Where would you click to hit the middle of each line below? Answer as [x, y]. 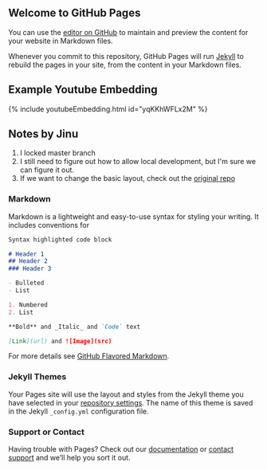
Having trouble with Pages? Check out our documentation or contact [121, 449]
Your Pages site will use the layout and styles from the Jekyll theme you [126, 394]
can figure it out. [47, 170]
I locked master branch [57, 153]
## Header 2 [28, 261]
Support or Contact [47, 432]
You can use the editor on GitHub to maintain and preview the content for [128, 32]
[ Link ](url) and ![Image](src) [60, 341]
